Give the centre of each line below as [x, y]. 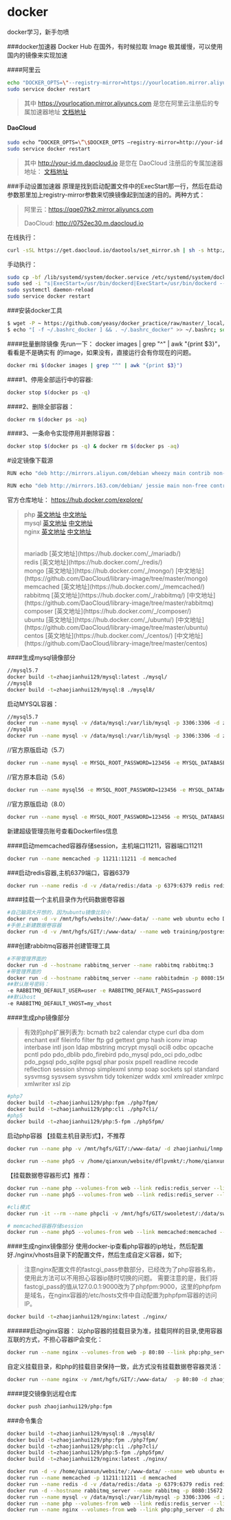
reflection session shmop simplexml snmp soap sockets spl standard [121, 1069]
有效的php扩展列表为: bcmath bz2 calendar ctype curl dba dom [114, 1032]
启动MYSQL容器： [33, 704]
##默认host [22, 998]
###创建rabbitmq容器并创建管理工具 [59, 945]
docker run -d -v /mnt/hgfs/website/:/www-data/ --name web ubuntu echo [113, 919]
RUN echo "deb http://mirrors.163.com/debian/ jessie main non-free [107, 486]
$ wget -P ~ [24, 324]
